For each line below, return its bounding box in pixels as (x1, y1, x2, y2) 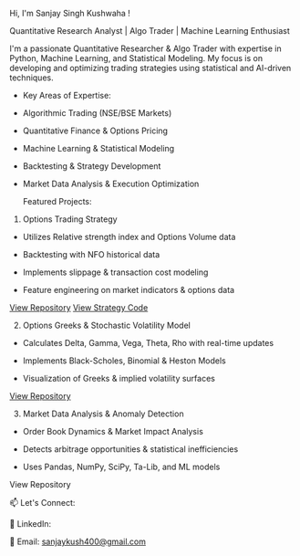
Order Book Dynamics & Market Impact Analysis (22, 426, 203, 436)
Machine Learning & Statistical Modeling (22, 143, 175, 153)
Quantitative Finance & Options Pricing (22, 125, 169, 136)
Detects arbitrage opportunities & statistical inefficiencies (22, 444, 239, 455)
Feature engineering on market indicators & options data (22, 285, 235, 295)
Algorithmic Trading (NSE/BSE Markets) (22, 108, 172, 118)
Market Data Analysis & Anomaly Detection (22, 408, 184, 419)
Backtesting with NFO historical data (22, 249, 160, 259)
